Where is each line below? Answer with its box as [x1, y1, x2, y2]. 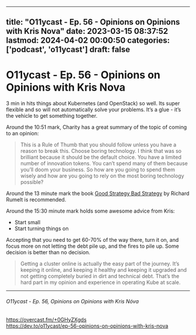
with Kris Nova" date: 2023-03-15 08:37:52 [6, 26, 168, 36]
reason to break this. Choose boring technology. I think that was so [20, 148, 182, 155]
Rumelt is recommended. [6, 196, 66, 203]
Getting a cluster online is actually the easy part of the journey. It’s [20, 260, 180, 267]
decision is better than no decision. [6, 249, 90, 256]
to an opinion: [6, 130, 39, 137]
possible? [20, 179, 44, 186]
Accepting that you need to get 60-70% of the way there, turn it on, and [6, 237, 179, 244]
